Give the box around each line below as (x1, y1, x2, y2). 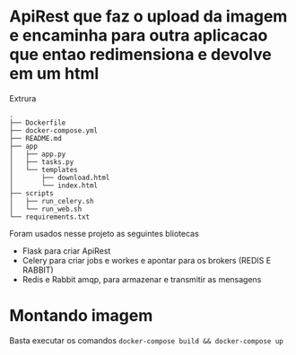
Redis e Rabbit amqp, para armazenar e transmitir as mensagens (22, 273, 262, 284)
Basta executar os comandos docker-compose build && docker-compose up (9, 334, 284, 346)
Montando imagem (9, 306, 153, 326)
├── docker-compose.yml (9, 126, 99, 135)
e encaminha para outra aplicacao (9, 25, 268, 46)
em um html (9, 64, 100, 84)
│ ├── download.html (9, 173, 110, 182)
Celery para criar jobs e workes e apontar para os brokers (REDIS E (22, 255, 272, 265)
